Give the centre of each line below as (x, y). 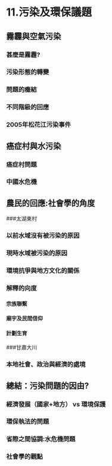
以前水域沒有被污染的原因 (43, 235)
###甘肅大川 (22, 348)
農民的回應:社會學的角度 (51, 203)
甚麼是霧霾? (23, 54)
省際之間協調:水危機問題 (41, 439)
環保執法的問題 (28, 422)
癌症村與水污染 (34, 146)
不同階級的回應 (28, 107)
